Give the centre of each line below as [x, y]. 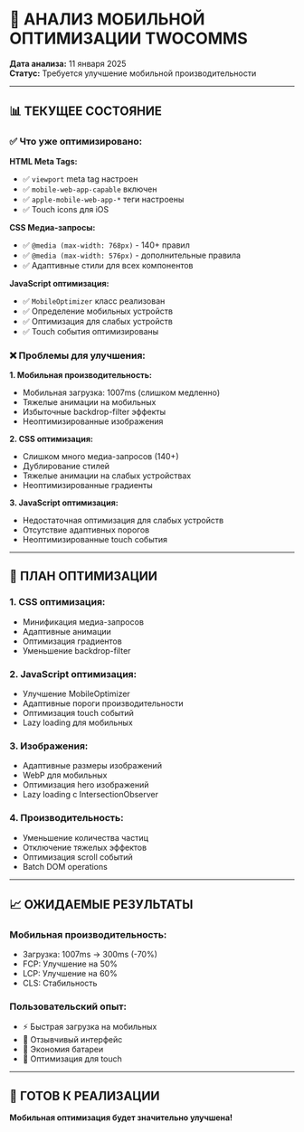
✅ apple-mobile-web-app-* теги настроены [103, 199]
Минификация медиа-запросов [83, 622]
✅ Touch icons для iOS [66, 209]
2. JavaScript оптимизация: [73, 674]
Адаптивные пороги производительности [103, 703]
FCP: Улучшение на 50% [70, 964]
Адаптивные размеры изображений [92, 766]
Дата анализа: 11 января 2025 [68, 63]
